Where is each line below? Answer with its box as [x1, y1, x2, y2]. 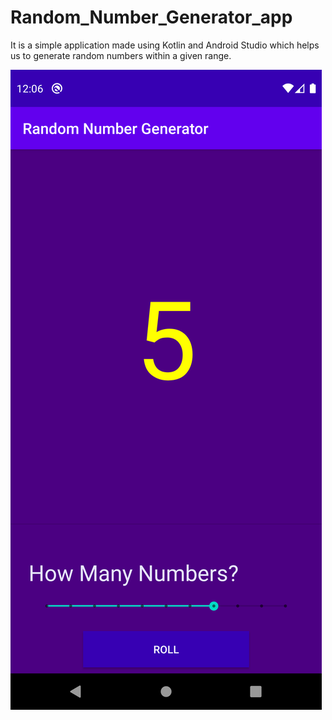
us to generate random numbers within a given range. [10, 49, 232, 61]
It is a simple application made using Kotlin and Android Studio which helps [10, 39, 320, 51]
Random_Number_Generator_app [10, 6, 293, 29]
